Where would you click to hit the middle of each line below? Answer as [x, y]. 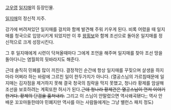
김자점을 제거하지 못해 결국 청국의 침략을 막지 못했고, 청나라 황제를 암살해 [91, 83]
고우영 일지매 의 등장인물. [30, 7]
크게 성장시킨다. [38, 42]
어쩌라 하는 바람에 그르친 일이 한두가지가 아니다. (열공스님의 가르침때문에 [87, 76]
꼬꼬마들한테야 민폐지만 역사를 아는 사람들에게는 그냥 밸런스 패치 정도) [84, 102]
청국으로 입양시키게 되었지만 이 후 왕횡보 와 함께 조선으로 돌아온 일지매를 [86, 36]
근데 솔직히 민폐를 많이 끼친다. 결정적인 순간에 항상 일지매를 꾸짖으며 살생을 [80, 70]
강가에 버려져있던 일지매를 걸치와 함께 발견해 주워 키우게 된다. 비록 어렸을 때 [81, 29]
